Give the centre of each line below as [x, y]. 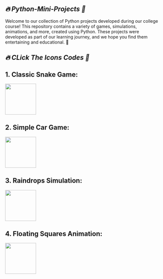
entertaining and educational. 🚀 [37, 42]
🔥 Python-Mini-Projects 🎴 [45, 9]
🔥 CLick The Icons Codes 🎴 [47, 58]
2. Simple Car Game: [37, 127]
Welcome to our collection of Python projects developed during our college [81, 21]
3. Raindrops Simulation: [44, 181]
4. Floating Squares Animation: [54, 234]
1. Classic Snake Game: [41, 74]
